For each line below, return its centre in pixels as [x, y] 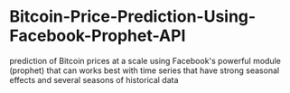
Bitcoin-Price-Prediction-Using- [133, 17]
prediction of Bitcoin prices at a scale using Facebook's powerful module [145, 60]
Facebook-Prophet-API [98, 36]
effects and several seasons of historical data [94, 79]
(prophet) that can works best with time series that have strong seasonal [145, 70]
